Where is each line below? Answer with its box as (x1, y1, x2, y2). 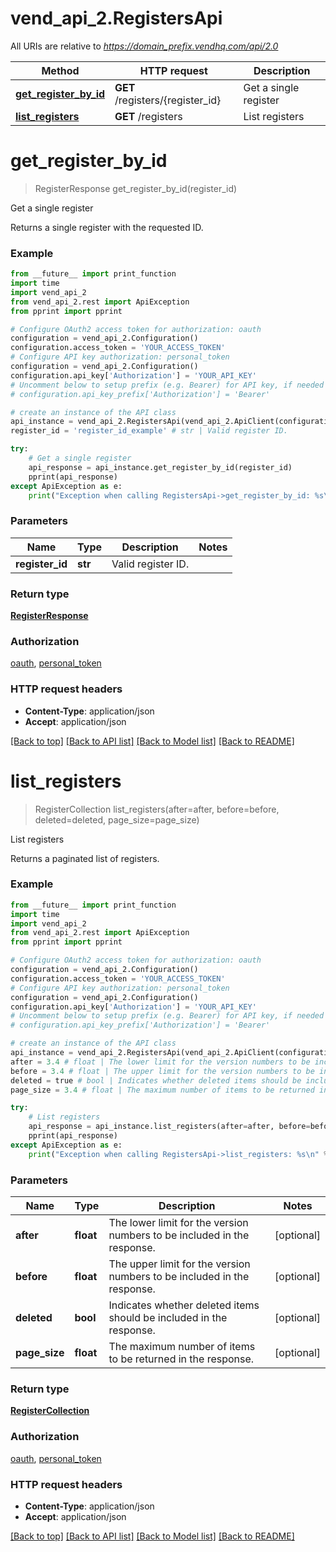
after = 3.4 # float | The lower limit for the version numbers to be (10, 1057, 311, 1067)
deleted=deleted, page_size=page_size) (34, 813, 200, 826)
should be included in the (108, 1311, 228, 1325)
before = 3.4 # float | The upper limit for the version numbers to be (10, 1066, 315, 1076)
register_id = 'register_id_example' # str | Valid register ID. (10, 426, 288, 436)
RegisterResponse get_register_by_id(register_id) (34, 182, 238, 194)
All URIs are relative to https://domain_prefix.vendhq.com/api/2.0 (10, 40, 279, 52)
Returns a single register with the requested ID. (10, 221, 204, 233)
